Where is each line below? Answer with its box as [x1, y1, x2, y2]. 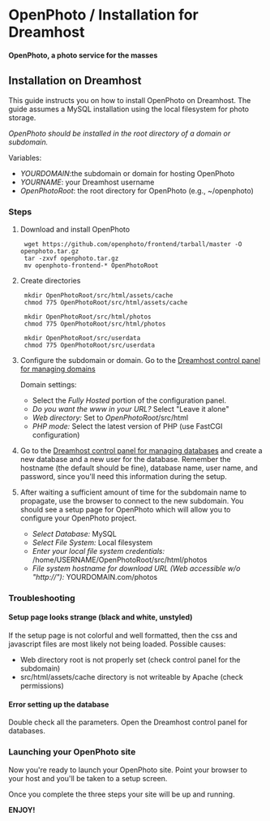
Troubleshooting [8, 592, 75, 603]
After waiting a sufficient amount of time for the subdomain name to [19, 487, 247, 497]
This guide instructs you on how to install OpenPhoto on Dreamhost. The [8, 95, 251, 105]
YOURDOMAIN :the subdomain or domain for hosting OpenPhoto [19, 168, 235, 178]
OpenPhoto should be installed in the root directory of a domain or [8, 128, 231, 138]
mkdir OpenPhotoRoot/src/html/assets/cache [24, 291, 174, 300]
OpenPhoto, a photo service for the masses [8, 50, 158, 60]
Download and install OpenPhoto [19, 224, 131, 234]
